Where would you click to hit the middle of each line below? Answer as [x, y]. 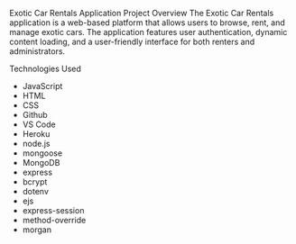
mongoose [42, 153]
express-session [53, 210]
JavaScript [42, 86]
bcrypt [35, 182]
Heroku [36, 134]
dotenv [36, 191]
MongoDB [41, 163]
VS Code [39, 124]
